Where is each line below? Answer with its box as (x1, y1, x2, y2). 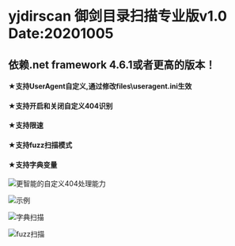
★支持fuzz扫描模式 (8, 140, 73, 149)
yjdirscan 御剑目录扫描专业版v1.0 (8, 7, 228, 25)
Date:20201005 (8, 25, 114, 43)
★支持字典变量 (8, 160, 58, 169)
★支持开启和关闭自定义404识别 (8, 100, 113, 111)
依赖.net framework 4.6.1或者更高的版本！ (8, 58, 216, 71)
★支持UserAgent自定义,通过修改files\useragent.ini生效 (8, 81, 192, 91)
